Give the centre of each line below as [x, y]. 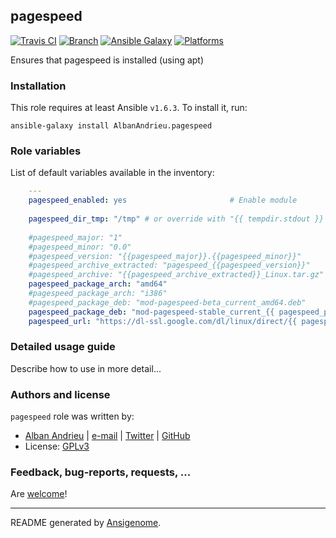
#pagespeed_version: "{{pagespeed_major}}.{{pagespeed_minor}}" [165, 256]
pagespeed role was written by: [72, 416]
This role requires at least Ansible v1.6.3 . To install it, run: [129, 108]
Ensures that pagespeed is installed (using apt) [107, 60]
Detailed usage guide [63, 347]
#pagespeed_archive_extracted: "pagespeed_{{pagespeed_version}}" [169, 265]
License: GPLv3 [57, 446]
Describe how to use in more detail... [86, 368]
